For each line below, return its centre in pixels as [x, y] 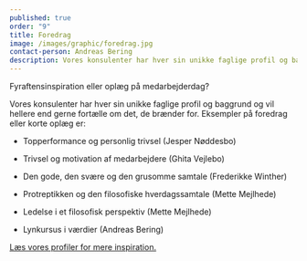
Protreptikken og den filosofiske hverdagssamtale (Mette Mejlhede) [149, 194]
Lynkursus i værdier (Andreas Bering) [93, 230]
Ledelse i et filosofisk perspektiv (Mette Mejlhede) [117, 212]
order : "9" [30, 26]
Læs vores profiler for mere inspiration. [83, 247]
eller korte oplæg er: [48, 123]
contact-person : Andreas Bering [71, 52]
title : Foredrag [40, 35]
